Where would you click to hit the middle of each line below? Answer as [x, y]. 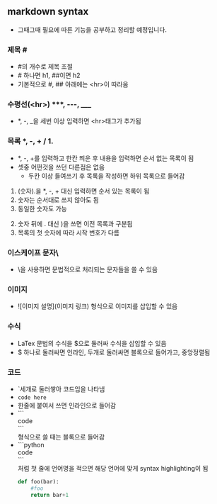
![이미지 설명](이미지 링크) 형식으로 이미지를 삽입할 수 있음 [98, 306]
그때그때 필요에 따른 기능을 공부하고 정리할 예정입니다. [92, 29]
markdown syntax [48, 12]
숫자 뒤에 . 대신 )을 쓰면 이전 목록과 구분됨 [75, 223]
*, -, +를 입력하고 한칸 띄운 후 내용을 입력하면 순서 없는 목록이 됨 [106, 158]
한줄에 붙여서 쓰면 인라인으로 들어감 [67, 405]
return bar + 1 [50, 495]
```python [31, 444]
